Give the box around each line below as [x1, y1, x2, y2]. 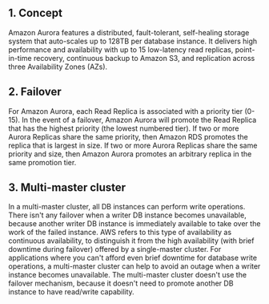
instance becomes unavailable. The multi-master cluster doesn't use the [8, 270, 247, 280]
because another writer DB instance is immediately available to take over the [8, 219, 261, 229]
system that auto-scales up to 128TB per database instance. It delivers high [8, 36, 258, 46]
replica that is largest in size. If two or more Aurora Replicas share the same [8, 140, 258, 150]
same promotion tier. [8, 157, 77, 167]
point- [235, 44, 255, 55]
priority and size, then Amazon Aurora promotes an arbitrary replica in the [8, 148, 252, 159]
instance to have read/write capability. [8, 287, 134, 297]
